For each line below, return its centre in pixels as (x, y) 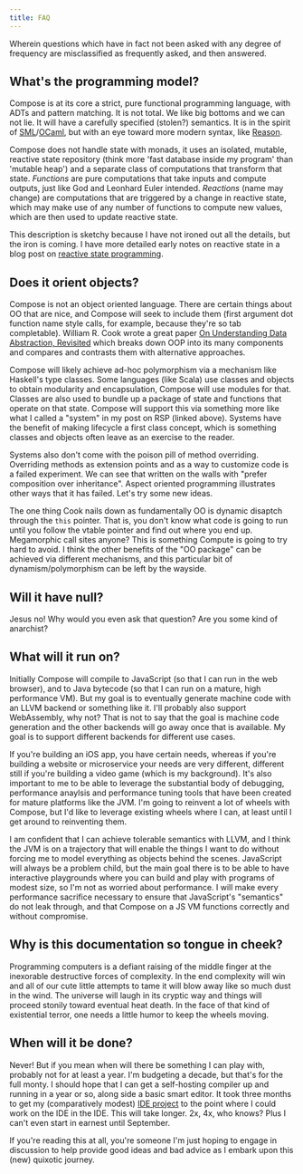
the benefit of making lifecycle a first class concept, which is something (143, 428)
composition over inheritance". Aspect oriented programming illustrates (142, 484)
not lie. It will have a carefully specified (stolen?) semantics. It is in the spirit (150, 122)
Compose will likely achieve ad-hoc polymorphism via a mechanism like (143, 370)
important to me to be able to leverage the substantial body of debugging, (147, 783)
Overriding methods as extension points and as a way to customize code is (149, 465)
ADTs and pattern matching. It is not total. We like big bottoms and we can (147, 113)
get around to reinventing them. (68, 822)
